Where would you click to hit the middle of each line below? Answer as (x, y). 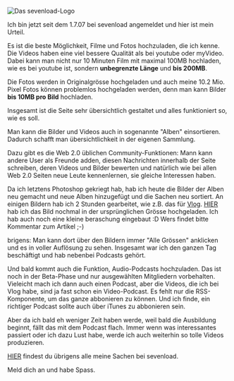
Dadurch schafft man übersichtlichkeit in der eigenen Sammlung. (101, 139)
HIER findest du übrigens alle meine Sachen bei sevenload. (93, 356)
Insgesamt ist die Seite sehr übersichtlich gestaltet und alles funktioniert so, (117, 110)
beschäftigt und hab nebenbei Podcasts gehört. (76, 255)
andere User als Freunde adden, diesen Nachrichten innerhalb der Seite (112, 160)
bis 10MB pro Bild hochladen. (50, 97)
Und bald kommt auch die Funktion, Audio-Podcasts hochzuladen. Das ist (115, 269)
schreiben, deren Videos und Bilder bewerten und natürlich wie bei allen (112, 168)
